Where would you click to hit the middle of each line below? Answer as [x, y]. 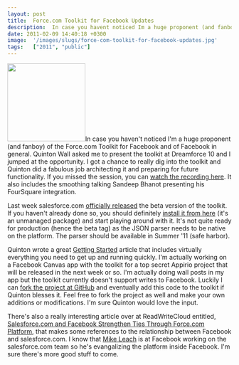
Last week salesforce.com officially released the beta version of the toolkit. [117, 206]
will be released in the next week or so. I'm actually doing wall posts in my [116, 272]
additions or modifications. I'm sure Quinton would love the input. [103, 302]
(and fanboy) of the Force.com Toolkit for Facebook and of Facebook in [112, 146]
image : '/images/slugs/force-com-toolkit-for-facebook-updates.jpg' [113, 41]
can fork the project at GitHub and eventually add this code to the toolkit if [116, 287]
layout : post [27, 14]
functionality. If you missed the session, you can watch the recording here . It [119, 176]
